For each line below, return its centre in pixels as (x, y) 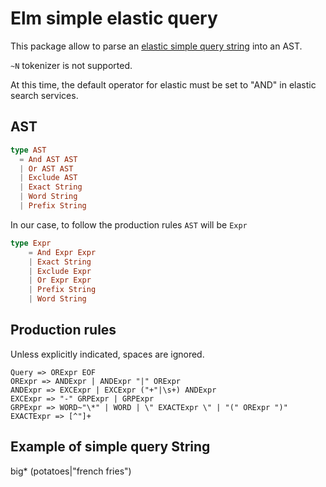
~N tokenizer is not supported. (71, 65)
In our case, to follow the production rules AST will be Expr (129, 224)
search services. (44, 95)
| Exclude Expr (60, 271)
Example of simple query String (110, 447)
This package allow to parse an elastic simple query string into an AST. (156, 46)
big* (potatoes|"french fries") (71, 471)
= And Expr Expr (62, 252)
